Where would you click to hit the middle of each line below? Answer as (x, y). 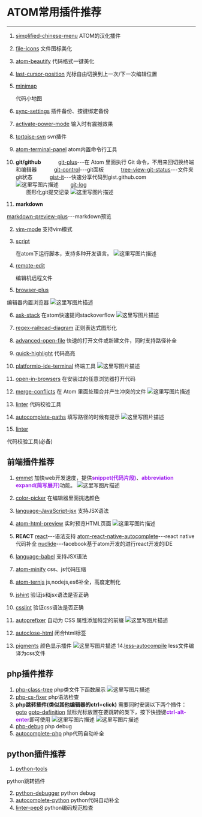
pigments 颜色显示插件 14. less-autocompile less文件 (102, 645)
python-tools (31, 769)
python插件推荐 (36, 754)
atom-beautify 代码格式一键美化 (55, 61)
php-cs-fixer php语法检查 (47, 697)
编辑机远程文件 (34, 278)
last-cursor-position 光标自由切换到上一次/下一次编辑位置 (86, 74)
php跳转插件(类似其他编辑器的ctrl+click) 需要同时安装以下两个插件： (101, 704)
